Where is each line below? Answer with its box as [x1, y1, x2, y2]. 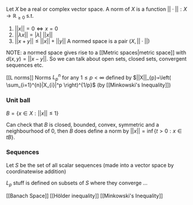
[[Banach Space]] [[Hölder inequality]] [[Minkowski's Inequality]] [6, 192, 163, 199]
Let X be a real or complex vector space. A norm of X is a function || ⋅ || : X [6, 6, 187, 12]
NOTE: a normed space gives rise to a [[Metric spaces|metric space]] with [6, 49, 187, 56]
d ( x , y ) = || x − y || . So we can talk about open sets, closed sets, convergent [6, 55, 187, 62]
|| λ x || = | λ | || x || [14, 31, 53, 38]
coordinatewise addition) [6, 168, 66, 175]
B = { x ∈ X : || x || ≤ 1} [6, 110, 59, 117]
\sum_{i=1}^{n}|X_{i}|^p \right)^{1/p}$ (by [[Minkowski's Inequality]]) [6, 81, 171, 88]
